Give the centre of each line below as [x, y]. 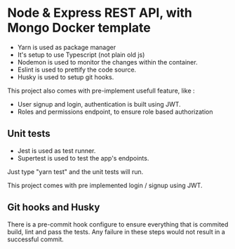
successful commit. [36, 239]
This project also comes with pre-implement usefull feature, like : [101, 90]
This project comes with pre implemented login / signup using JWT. [105, 185]
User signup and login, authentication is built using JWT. [99, 104]
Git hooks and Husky [54, 207]
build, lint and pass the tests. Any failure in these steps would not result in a [116, 231]
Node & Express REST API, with [100, 13]
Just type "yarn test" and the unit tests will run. [75, 171]
